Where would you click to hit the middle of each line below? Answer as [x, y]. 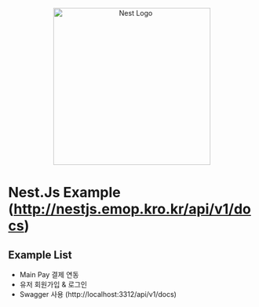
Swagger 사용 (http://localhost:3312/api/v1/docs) [98, 294]
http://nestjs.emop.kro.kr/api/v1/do [132, 209]
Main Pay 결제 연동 [49, 274]
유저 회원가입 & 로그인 [53, 284]
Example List [40, 255]
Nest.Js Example [64, 193]
